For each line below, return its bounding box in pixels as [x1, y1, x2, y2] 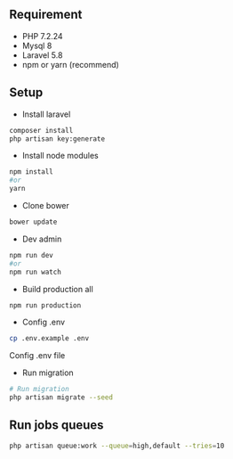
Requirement [9, 7, 83, 22]
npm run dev [9, 250, 53, 259]
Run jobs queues [9, 418, 104, 433]
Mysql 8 [21, 40, 52, 51]
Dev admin [21, 234, 62, 244]
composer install [9, 126, 74, 135]
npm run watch [9, 267, 62, 276]
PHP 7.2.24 [21, 30, 64, 41]
